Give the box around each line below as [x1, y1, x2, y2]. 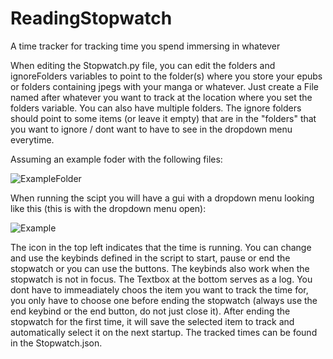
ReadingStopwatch [10, 7, 173, 30]
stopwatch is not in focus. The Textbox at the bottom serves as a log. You [10, 273, 313, 285]
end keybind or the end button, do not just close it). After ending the [10, 305, 291, 317]
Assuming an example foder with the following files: [10, 153, 223, 165]
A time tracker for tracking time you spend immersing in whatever [10, 40, 281, 52]
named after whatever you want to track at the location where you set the [10, 91, 313, 103]
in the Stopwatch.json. [10, 337, 103, 349]
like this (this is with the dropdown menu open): [10, 202, 207, 214]
